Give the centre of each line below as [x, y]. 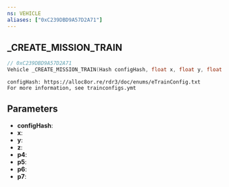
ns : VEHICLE [24, 13]
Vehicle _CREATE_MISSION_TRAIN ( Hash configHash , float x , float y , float [115, 70]
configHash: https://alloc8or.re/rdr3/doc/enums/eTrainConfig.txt [104, 82]
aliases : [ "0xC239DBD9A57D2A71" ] [55, 20]
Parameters [33, 109]
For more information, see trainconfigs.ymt [72, 88]
